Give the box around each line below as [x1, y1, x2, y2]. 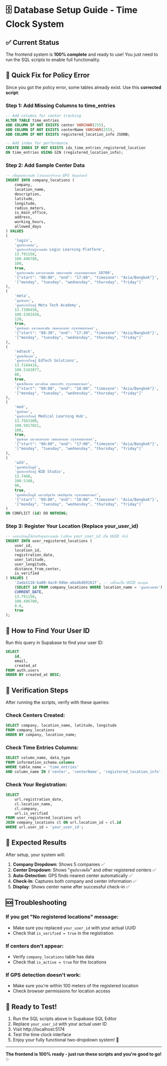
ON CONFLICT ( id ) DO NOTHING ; [5, 511, 68, 516]
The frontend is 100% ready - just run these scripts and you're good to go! [5, 1051, 162, 1057]
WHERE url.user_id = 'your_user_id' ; [5, 825, 84, 830]
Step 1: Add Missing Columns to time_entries [5, 102, 115, 109]
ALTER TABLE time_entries [5, 118, 59, 123]
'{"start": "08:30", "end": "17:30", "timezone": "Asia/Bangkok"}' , [14, 330, 159, 335]
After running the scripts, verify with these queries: [5, 699, 110, 705]
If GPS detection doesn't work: [5, 971, 81, 978]
